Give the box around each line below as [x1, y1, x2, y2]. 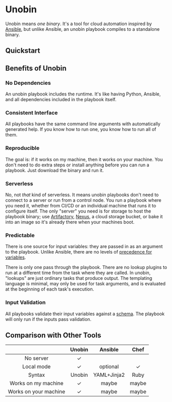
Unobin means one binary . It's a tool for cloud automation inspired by [5, 21, 152, 27]
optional [99, 363, 119, 370]
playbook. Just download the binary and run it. [5, 167, 104, 173]
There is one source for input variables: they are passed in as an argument [5, 243, 163, 250]
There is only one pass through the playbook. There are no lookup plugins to [5, 264, 167, 271]
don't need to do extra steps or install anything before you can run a [5, 162, 150, 168]
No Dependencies [5, 79, 51, 86]
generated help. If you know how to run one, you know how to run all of [5, 126, 157, 132]
